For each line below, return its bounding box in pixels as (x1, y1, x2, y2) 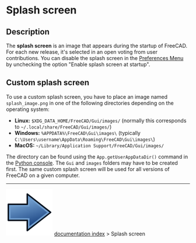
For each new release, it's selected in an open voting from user (6, 48, 157, 55)
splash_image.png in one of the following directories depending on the (6, 99, 174, 106)
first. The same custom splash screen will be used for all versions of (6, 165, 170, 172)
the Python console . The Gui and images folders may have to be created (6, 159, 178, 166)
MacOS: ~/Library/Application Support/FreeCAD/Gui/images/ (14, 141, 164, 149)
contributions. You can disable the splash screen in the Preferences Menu (6, 55, 184, 61)
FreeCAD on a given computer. (6, 172, 80, 179)
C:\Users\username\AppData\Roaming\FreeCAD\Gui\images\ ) (14, 136, 156, 143)
